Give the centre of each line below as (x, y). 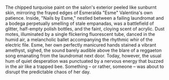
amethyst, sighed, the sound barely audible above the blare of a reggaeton (83, 50)
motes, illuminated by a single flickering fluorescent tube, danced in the (80, 34)
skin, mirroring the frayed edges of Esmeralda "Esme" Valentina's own (79, 13)
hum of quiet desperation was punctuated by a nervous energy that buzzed (84, 61)
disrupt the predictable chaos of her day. (48, 72)
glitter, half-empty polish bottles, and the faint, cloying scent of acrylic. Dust (85, 29)
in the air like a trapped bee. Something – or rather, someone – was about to (85, 66)
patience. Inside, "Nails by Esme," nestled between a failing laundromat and (84, 18)
